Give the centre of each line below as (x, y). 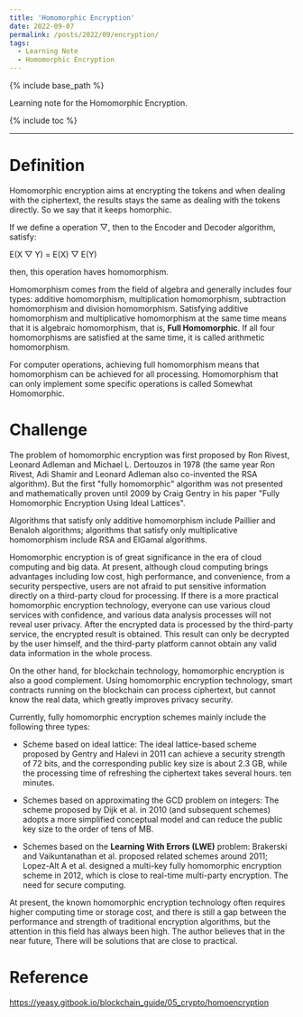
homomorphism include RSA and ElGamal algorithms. (108, 540)
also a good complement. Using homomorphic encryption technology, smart (151, 680)
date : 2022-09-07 (42, 26)
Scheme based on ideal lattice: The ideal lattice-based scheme (139, 744)
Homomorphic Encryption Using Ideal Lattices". (98, 503)
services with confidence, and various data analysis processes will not (141, 615)
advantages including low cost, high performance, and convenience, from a (150, 576)
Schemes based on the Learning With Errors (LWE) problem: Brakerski (155, 846)
